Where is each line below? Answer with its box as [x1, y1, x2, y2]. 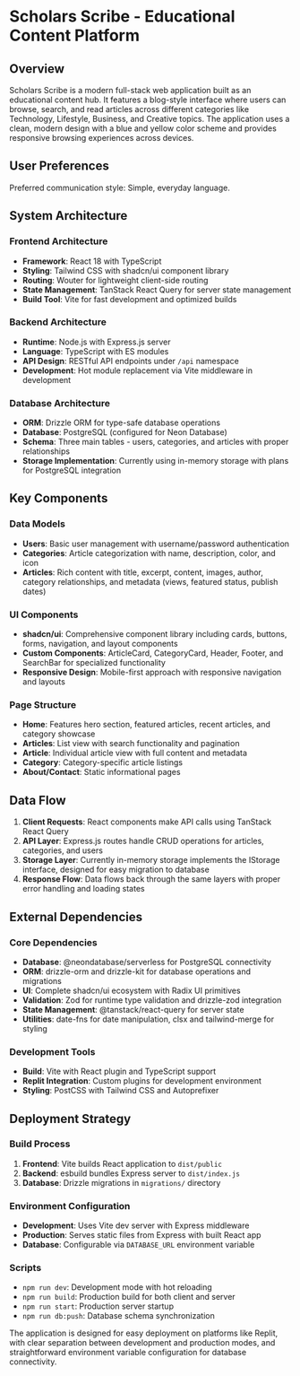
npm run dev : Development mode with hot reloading [21, 1282, 212, 1293]
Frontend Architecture [9, 235, 108, 248]
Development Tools [9, 1045, 96, 1058]
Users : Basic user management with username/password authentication [21, 538, 289, 549]
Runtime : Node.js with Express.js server [21, 336, 171, 347]
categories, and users [21, 845, 103, 856]
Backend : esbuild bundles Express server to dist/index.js [21, 1168, 240, 1179]
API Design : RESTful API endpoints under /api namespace [21, 355, 239, 366]
